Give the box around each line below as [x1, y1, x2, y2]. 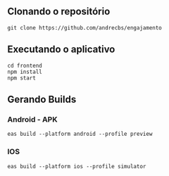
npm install [7, 68, 42, 75]
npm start [7, 74, 37, 82]
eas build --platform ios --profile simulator [7, 163, 146, 170]
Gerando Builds [7, 94, 77, 106]
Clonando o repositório [7, 6, 111, 18]
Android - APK [7, 114, 58, 124]
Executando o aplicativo [7, 44, 115, 56]
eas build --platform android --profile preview [7, 130, 153, 138]
